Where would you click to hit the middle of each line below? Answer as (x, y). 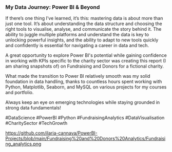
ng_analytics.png (23, 144)
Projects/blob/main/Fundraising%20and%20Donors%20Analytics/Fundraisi (85, 139)
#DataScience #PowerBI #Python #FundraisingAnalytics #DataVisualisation (85, 118)
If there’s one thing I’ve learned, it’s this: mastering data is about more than (84, 18)
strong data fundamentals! (33, 108)
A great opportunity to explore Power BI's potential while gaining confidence (86, 55)
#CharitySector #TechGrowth (36, 123)
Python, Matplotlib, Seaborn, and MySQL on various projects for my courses (86, 87)
